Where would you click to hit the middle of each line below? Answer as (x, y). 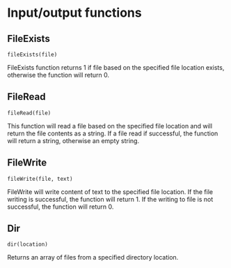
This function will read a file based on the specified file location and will (110, 126)
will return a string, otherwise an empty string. (73, 140)
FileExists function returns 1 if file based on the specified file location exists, (116, 67)
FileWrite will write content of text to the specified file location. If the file (110, 192)
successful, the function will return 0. (61, 207)
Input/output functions (74, 13)
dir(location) (28, 245)
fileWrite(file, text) (40, 179)
